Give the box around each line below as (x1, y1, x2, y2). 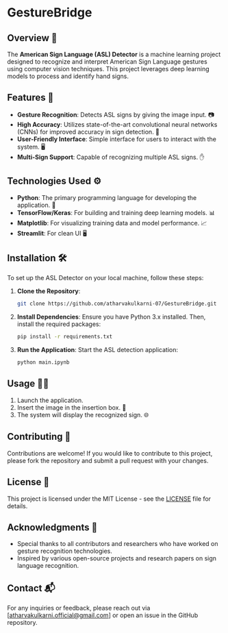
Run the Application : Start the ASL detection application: (16, 346, 178, 354)
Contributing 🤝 (7, 431, 71, 443)
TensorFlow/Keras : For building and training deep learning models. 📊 (16, 208, 216, 216)
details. (7, 501, 28, 510)
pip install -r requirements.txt (16, 334, 113, 340)
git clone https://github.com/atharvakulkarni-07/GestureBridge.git (16, 300, 217, 308)
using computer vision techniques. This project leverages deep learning (7, 65, 210, 73)
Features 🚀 (7, 92, 54, 103)
